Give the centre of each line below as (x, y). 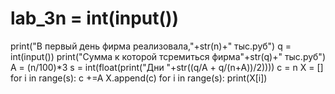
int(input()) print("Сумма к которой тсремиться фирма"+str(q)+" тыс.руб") (168, 56)
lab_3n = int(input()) (95, 18)
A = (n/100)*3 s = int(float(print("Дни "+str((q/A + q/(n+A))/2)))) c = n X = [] (167, 67)
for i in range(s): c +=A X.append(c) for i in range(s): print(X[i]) (139, 78)
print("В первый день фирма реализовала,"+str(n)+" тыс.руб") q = (151, 46)
